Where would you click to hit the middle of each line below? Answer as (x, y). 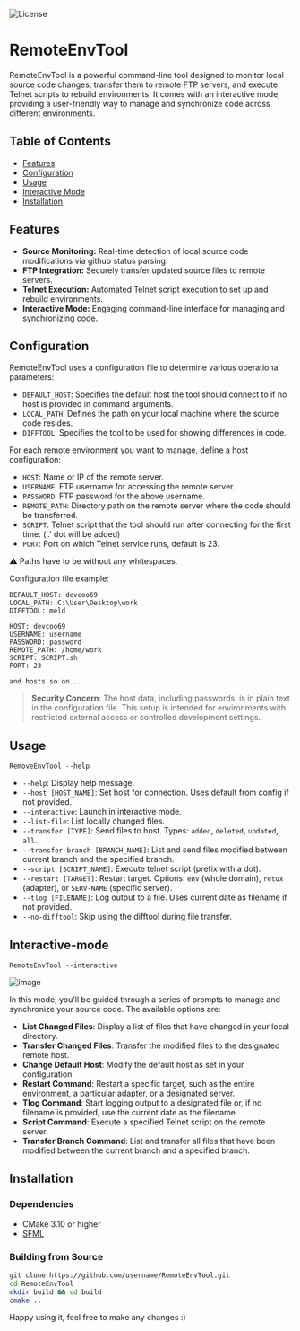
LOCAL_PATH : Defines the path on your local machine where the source (150, 414)
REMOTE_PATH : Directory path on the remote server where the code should (156, 506)
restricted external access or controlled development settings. (146, 718)
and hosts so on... (46, 682)
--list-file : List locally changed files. (94, 821)
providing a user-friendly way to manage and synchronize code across (140, 103)
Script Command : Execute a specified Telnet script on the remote (144, 1122)
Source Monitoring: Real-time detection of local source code (135, 251)
